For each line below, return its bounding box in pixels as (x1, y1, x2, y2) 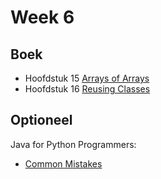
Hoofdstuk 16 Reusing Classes (24, 83, 151, 95)
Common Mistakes (24, 157, 103, 170)
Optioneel (10, 112, 73, 129)
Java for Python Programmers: (10, 138, 137, 150)
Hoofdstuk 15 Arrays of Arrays (24, 72, 150, 84)
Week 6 (10, 6, 75, 29)
